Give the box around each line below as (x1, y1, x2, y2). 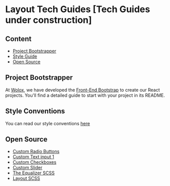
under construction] (5, 14, 92, 26)
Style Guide (12, 53, 37, 59)
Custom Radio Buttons (12, 148, 60, 155)
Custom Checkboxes (12, 159, 57, 165)
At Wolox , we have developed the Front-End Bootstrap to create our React (5, 87, 160, 93)
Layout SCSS (12, 175, 41, 181)
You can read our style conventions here (5, 120, 90, 126)
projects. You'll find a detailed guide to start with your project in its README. (5, 92, 165, 98)
